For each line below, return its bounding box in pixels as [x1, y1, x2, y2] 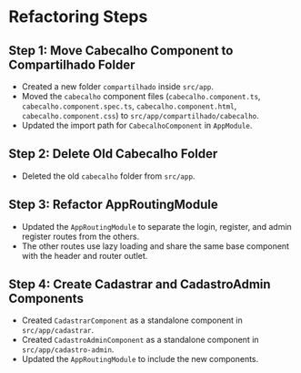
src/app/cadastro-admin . [21, 344, 115, 355]
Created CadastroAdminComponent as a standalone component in [21, 335, 260, 346]
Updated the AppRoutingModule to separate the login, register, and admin [21, 221, 292, 232]
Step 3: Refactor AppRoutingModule [8, 197, 219, 212]
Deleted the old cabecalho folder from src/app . [21, 171, 196, 181]
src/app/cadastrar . [21, 325, 95, 336]
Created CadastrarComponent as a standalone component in [21, 315, 243, 326]
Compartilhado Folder [8, 57, 135, 72]
